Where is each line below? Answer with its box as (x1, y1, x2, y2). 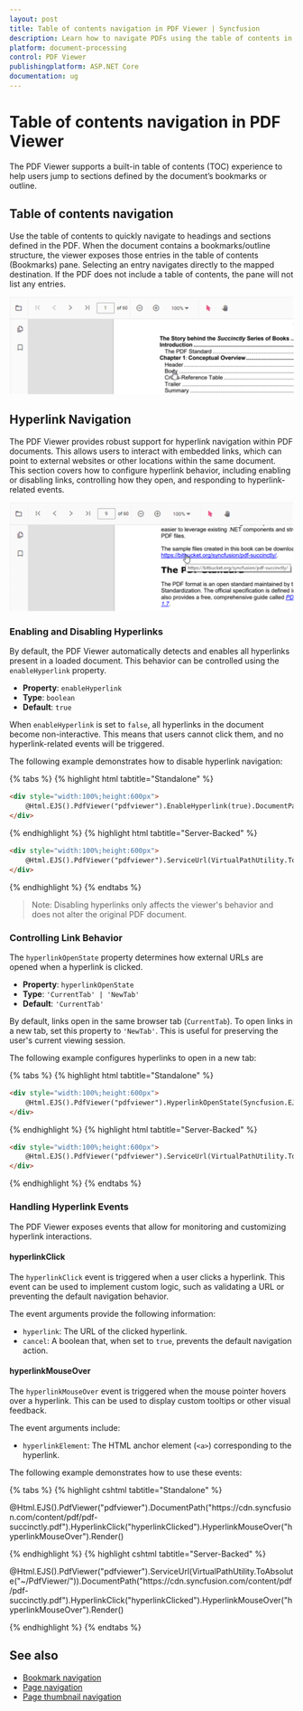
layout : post (9, 14, 59, 24)
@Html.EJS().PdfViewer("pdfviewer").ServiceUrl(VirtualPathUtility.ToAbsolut (9, 1565, 294, 1576)
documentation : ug (9, 72, 78, 81)
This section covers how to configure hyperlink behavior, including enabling (9, 465, 291, 475)
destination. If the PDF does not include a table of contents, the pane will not (9, 268, 294, 279)
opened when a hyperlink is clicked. (9, 961, 143, 972)
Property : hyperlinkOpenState (22, 979, 134, 990)
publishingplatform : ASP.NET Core (9, 62, 140, 71)
